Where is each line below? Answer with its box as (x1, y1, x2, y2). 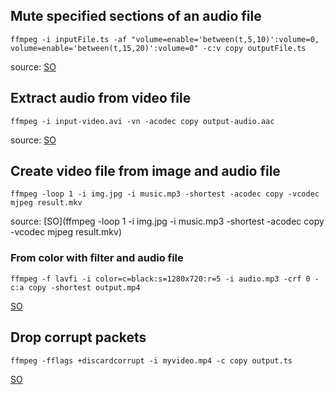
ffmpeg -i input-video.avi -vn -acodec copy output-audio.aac (10, 116, 275, 126)
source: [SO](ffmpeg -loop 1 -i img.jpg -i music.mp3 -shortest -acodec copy (10, 215, 325, 228)
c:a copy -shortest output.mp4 (10, 282, 141, 293)
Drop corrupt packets (10, 329, 147, 346)
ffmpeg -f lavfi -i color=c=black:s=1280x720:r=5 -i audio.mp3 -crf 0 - (10, 274, 320, 284)
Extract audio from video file (10, 90, 192, 107)
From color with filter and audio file (10, 251, 184, 265)
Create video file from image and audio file (10, 163, 281, 180)
